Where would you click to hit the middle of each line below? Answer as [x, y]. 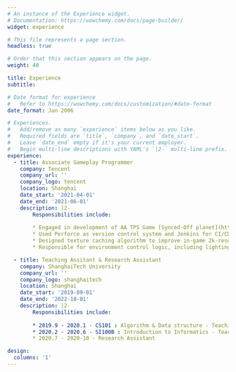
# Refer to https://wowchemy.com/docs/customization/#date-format [110, 104]
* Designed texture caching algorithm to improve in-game [119, 241]
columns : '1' [33, 358]
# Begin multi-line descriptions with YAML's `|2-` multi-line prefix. [118, 149]
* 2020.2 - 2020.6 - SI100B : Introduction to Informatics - [124, 332]
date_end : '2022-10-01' [55, 300]
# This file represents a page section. [67, 39]
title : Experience [34, 78]
